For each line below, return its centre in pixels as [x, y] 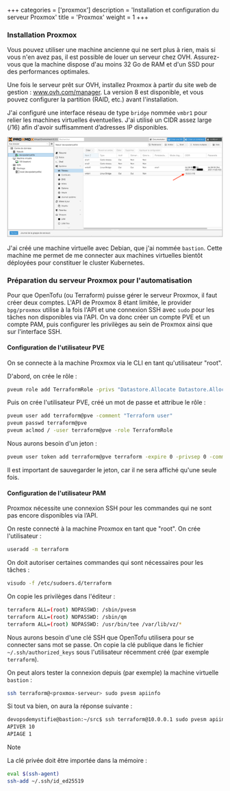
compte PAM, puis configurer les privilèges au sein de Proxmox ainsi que [110, 324]
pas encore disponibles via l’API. [52, 515]
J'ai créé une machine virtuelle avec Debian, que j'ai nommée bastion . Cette [115, 248]
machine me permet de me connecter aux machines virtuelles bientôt [105, 256]
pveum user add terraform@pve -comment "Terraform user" [90, 416]
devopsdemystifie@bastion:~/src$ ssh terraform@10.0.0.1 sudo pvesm [107, 720]
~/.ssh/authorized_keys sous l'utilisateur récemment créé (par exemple [108, 652]
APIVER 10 [21, 727]
